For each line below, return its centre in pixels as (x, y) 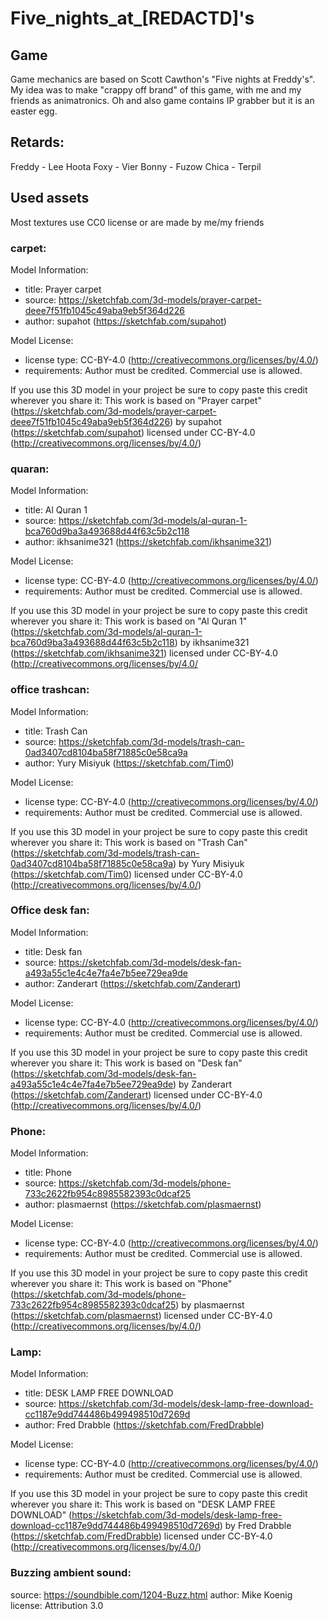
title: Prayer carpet (63, 289)
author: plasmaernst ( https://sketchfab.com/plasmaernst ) (143, 1204)
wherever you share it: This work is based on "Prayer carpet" (136, 400)
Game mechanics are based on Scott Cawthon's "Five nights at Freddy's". (163, 79)
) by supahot (195, 421)
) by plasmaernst (210, 1305)
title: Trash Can (56, 731)
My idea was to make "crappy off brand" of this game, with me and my (156, 90)
